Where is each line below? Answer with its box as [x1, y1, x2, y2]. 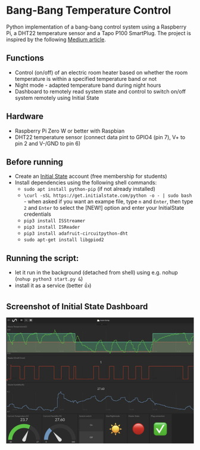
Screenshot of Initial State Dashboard [6, 301, 148, 311]
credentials [23, 210, 52, 218]
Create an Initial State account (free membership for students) [14, 173, 168, 180]
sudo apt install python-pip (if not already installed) [23, 185, 156, 193]
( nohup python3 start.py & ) [14, 275, 83, 282]
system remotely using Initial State [14, 94, 99, 101]
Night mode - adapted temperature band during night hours [14, 81, 161, 89]
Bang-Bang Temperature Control [6, 4, 171, 17]
